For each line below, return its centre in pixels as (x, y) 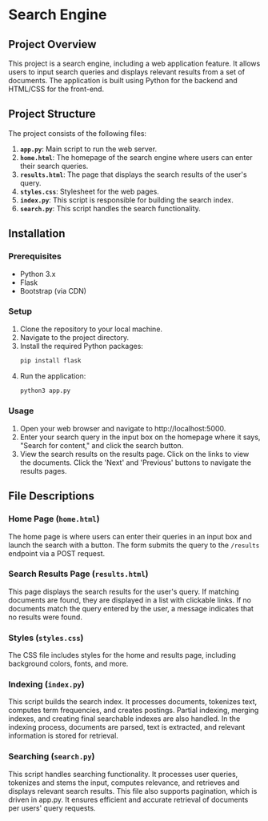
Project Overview (52, 44)
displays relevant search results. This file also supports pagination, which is (133, 791)
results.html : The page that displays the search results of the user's (133, 174)
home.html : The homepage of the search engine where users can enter (136, 157)
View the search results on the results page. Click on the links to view (134, 454)
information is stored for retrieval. (63, 736)
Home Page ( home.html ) (54, 519)
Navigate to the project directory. (74, 337)
